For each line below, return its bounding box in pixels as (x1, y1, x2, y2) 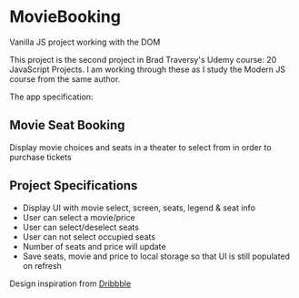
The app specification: (9, 91, 94, 102)
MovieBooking (9, 6, 121, 27)
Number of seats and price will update (22, 241, 166, 252)
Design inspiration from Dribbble (9, 278, 132, 289)
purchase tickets (9, 151, 72, 162)
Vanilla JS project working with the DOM (9, 36, 161, 47)
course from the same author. (9, 73, 121, 84)
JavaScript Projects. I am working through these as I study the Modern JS (9, 64, 286, 75)
